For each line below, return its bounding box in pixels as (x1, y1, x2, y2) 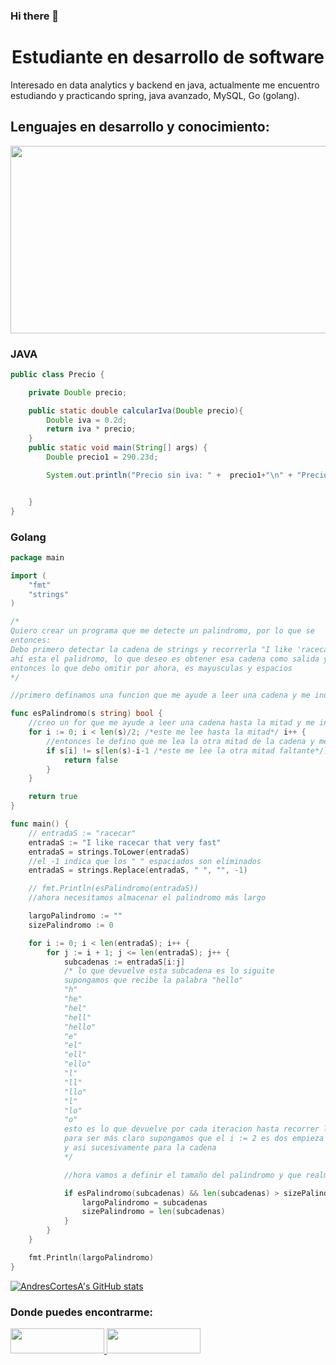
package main (10, 552, 65, 563)
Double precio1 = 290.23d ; (46, 452, 159, 463)
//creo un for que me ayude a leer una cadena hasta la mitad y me (28, 718, 315, 728)
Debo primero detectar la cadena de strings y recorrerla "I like (10, 644, 293, 654)
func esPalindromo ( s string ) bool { (10, 709, 163, 719)
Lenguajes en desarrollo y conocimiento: (10, 119, 270, 136)
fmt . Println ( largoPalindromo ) (28, 1252, 155, 1263)
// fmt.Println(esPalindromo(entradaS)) (28, 884, 199, 894)
